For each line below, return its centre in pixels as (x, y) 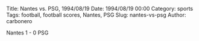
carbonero (19, 21)
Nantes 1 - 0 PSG (27, 33)
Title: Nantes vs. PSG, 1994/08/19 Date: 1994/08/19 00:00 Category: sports (100, 9)
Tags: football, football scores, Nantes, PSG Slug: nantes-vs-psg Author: (96, 15)
